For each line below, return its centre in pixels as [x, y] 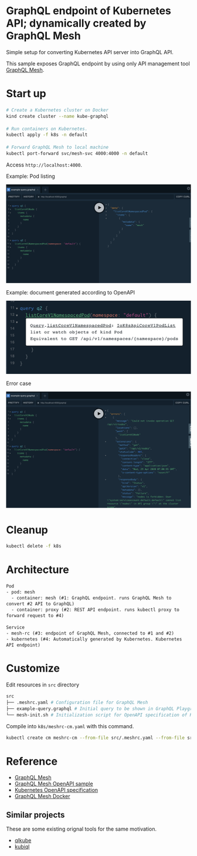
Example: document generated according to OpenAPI [71, 293]
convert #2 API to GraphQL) [40, 604]
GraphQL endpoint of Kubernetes [89, 11]
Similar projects [35, 814]
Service [16, 628]
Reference [32, 761]
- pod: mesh [21, 592]
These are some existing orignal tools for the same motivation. [81, 829]
